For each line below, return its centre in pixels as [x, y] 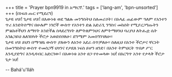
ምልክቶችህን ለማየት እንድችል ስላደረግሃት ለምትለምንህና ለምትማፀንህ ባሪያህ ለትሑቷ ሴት [81, 31]
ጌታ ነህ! [12, 59]
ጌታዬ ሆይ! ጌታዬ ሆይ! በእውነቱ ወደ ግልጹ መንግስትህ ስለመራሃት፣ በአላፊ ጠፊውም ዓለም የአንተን [86, 19]
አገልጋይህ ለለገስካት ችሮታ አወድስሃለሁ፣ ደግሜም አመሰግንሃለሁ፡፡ [59, 36]
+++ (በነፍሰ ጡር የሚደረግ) [29, 13]
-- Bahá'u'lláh [20, 70]
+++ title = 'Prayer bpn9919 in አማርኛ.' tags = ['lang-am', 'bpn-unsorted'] [82, 7]
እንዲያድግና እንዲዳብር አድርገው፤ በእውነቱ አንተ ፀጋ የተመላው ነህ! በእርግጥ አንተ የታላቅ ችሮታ [85, 54]
